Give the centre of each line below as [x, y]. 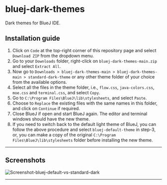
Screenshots [25, 160]
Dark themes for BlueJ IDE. [33, 23]
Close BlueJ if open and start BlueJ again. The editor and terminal [80, 114]
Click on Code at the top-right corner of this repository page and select [84, 50]
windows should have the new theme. [51, 119]
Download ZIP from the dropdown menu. [53, 56]
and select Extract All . [37, 66]
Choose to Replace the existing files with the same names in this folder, [85, 103]
